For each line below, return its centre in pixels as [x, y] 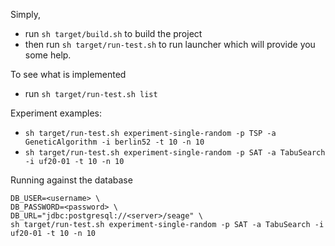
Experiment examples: [56, 113]
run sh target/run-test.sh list [91, 93]
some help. [48, 55]
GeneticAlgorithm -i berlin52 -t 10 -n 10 [114, 142]
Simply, [25, 14]
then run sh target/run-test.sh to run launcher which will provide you [170, 44]
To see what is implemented [68, 74]
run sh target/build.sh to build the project [113, 33]
